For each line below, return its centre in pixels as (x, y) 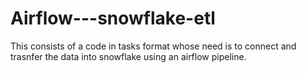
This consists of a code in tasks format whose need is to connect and (153, 46)
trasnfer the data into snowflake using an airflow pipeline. (128, 56)
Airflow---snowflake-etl (113, 18)
